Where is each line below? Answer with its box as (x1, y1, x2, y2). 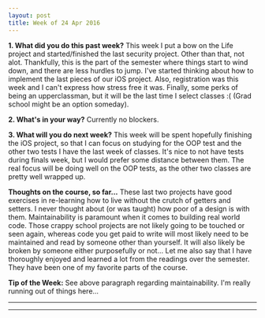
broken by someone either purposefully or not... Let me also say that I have (8, 245, 252, 255)
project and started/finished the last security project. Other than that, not (8, 49, 244, 58)
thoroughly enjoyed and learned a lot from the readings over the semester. (8, 254, 250, 264)
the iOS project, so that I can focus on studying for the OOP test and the (8, 138, 242, 148)
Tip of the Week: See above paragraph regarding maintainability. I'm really (8, 278, 251, 287)
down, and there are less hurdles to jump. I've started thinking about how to (8, 65, 254, 75)
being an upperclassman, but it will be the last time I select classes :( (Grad (8, 91, 252, 100)
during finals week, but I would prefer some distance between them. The (8, 155, 244, 164)
